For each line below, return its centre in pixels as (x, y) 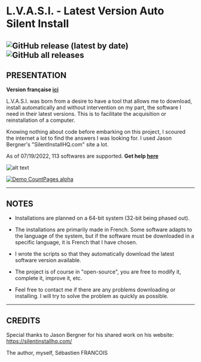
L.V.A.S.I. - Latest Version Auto (85, 11)
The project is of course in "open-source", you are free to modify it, (98, 272)
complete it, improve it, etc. (48, 278)
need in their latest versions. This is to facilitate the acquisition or (86, 114)
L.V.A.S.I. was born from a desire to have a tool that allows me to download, (99, 101)
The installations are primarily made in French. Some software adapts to (103, 230)
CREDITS (23, 320)
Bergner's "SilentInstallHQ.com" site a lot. (57, 145)
